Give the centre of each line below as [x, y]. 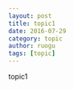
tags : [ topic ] [32, 53]
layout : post [30, 16]
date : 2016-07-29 [37, 31]
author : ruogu [32, 46]
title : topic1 [32, 23]
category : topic [35, 38]
